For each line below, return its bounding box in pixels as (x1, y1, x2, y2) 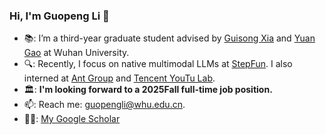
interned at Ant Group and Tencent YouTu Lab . (23, 72, 216, 84)
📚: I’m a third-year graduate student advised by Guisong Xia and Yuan (23, 32, 316, 44)
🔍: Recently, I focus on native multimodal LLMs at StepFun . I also (23, 58, 293, 70)
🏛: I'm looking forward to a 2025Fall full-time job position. (23, 84, 273, 96)
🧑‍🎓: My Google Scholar (23, 113, 121, 125)
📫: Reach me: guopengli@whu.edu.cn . (23, 99, 186, 111)
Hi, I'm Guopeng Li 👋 (9, 9, 110, 23)
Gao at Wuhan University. (23, 47, 130, 59)
